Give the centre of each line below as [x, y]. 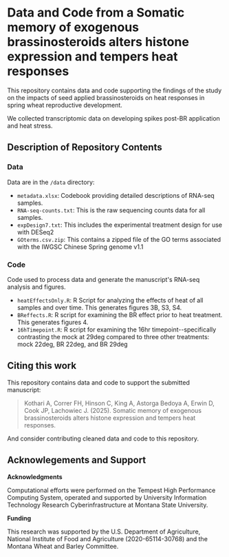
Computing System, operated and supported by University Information [107, 497]
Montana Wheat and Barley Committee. [63, 546]
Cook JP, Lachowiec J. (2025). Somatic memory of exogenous [112, 410]
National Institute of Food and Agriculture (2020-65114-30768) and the [108, 538]
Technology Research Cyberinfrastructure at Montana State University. [108, 505]
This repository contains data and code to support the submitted [99, 382]
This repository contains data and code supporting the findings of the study [115, 90]
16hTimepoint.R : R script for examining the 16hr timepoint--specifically [117, 330]
